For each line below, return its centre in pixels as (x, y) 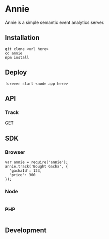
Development (26, 230)
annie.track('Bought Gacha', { (37, 166)
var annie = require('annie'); (37, 162)
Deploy (16, 72)
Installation (22, 38)
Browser (15, 152)
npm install (17, 57)
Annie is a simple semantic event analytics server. (55, 22)
